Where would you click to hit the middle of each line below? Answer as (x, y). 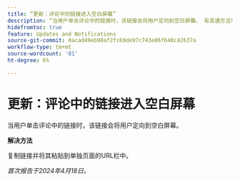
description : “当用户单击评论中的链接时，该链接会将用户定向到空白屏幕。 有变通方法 (119, 21)
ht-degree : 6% (29, 61)
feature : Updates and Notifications (62, 34)
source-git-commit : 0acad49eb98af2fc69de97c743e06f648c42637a (102, 41)
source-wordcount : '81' (43, 54)
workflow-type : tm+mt (40, 47)
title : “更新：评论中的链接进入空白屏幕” (62, 14)
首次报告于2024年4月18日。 (49, 170)
